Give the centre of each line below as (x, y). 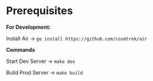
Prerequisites (40, 11)
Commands (21, 50)
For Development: (29, 27)
